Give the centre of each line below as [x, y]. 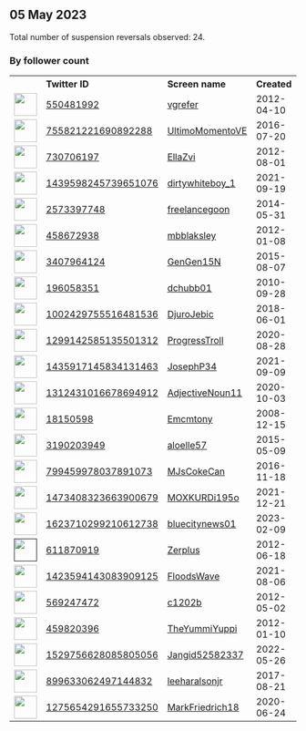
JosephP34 [192, 366]
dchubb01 [189, 288]
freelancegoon [199, 210]
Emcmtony [190, 419]
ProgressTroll [195, 341]
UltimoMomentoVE [207, 131]
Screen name [196, 84]
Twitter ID [67, 84]
